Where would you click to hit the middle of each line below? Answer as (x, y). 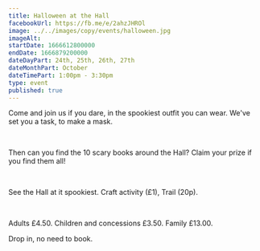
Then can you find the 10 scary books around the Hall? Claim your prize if (130, 152)
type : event (28, 83)
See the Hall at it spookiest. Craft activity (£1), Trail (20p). (103, 192)
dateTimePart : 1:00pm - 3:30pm (61, 75)
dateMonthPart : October (48, 68)
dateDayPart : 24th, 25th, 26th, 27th (72, 61)
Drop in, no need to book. (51, 239)
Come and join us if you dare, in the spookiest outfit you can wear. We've (130, 113)
